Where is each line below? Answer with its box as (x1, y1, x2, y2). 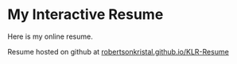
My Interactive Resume (7, 6, 164, 24)
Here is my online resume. (7, 32, 93, 41)
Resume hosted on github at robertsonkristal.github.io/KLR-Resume (7, 47, 230, 56)
